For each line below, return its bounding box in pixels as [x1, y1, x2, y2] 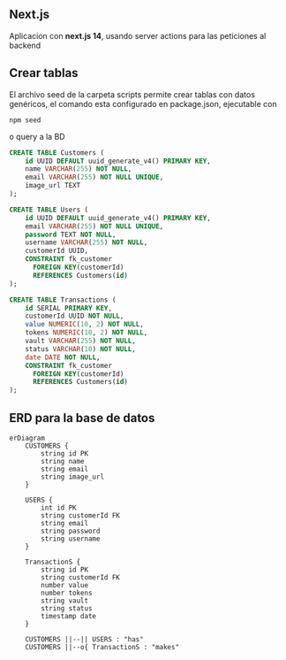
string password [41, 526, 101, 535]
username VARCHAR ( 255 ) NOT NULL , [25, 238, 148, 247]
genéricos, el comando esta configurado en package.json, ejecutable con [9, 98, 277, 109]
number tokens [41, 588, 93, 597]
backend [9, 40, 41, 50]
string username [41, 534, 101, 543]
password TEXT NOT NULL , [25, 230, 117, 239]
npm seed [9, 115, 41, 125]
